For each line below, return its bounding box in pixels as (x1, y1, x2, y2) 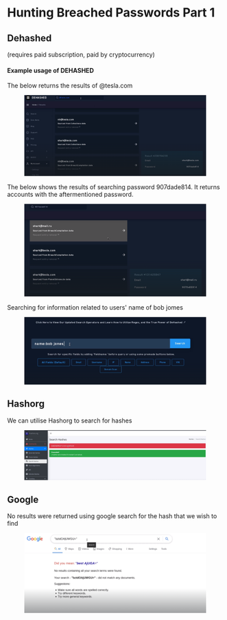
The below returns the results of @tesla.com (7, 81, 133, 90)
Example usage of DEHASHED (7, 66, 94, 74)
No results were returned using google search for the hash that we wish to (7, 512, 217, 520)
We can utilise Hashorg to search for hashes (7, 416, 132, 425)
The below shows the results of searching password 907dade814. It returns (7, 183, 221, 191)
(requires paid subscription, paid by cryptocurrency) (7, 50, 156, 58)
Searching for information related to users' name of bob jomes (7, 303, 184, 311)
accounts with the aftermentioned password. (7, 191, 134, 199)
